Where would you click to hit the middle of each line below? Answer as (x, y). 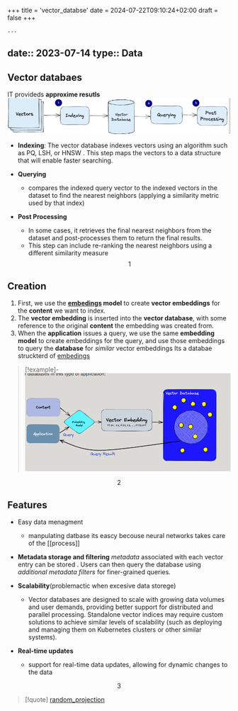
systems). (42, 637)
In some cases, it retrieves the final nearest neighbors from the (120, 230)
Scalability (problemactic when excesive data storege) (97, 586)
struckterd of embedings (54, 356)
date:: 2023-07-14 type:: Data (75, 54)
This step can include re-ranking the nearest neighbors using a (120, 245)
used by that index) (56, 203)
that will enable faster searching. (65, 160)
